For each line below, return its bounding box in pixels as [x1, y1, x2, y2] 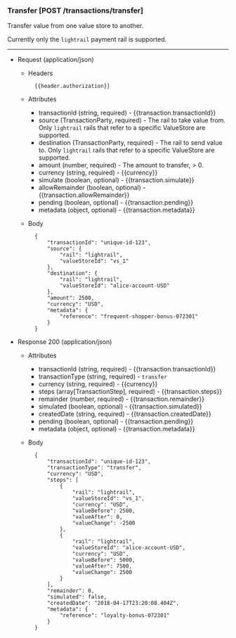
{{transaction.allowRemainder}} [38, 191, 130, 199]
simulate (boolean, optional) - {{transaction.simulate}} [38, 176, 195, 184]
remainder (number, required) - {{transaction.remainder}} [38, 395, 205, 403]
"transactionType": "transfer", [46, 464, 142, 471]
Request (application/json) [17, 56, 94, 64]
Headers [27, 69, 53, 77]
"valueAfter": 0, [72, 513, 123, 521]
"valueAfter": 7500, [72, 563, 132, 570]
